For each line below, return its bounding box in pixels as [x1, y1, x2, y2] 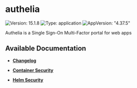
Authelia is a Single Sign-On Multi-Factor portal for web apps [5, 29, 132, 35]
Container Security [12, 67, 54, 73]
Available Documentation [5, 44, 87, 53]
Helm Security [12, 76, 44, 83]
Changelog [12, 57, 37, 63]
